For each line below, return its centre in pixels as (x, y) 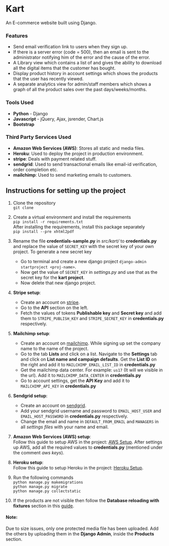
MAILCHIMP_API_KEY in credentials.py (58, 386)
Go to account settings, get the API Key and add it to (75, 380)
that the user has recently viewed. (48, 79)
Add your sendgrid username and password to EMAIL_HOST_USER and (91, 411)
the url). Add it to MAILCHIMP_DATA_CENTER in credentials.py (81, 375)
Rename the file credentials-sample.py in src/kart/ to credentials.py (85, 241)
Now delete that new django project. (58, 283)
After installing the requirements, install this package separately (79, 226)
